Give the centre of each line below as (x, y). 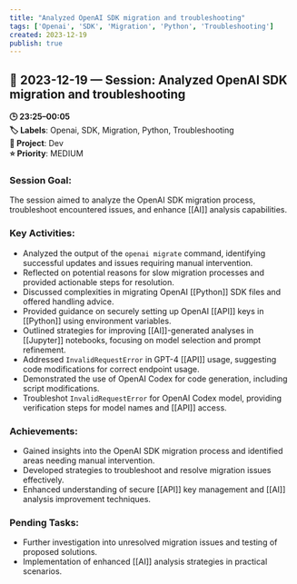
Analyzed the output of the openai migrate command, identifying (144, 253)
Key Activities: (42, 233)
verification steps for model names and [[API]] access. (124, 407)
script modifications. (61, 388)
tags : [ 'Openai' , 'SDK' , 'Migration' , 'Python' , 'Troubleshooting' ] (142, 26)
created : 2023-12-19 (49, 35)
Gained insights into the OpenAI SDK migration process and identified (153, 450)
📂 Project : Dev (36, 144)
